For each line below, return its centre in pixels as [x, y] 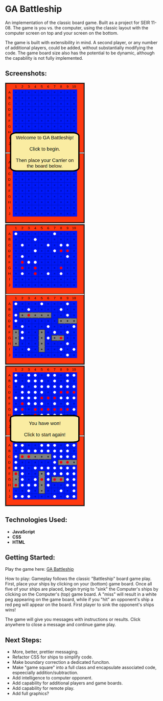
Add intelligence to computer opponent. [52, 678]
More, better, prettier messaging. [45, 652]
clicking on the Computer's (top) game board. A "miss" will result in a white [81, 594]
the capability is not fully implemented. [44, 58]
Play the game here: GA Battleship [40, 569]
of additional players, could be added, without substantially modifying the [79, 48]
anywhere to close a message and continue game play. [61, 625]
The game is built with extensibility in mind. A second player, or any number [81, 42]
